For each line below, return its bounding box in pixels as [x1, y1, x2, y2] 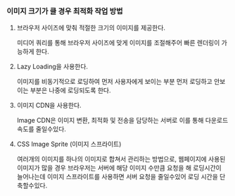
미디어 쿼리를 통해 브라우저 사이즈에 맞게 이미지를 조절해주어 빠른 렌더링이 [16, 39, 220, 47]
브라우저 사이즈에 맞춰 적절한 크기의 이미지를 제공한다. [16, 23, 166, 32]
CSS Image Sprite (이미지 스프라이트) [16, 140, 122, 149]
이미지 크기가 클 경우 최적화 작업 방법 [6, 6, 124, 16]
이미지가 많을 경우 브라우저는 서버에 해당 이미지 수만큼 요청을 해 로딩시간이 [16, 164, 222, 172]
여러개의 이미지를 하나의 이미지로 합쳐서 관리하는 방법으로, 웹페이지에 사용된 [16, 155, 226, 164]
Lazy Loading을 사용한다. [16, 62, 89, 71]
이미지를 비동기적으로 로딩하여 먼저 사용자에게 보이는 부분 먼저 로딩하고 [16, 78, 212, 86]
